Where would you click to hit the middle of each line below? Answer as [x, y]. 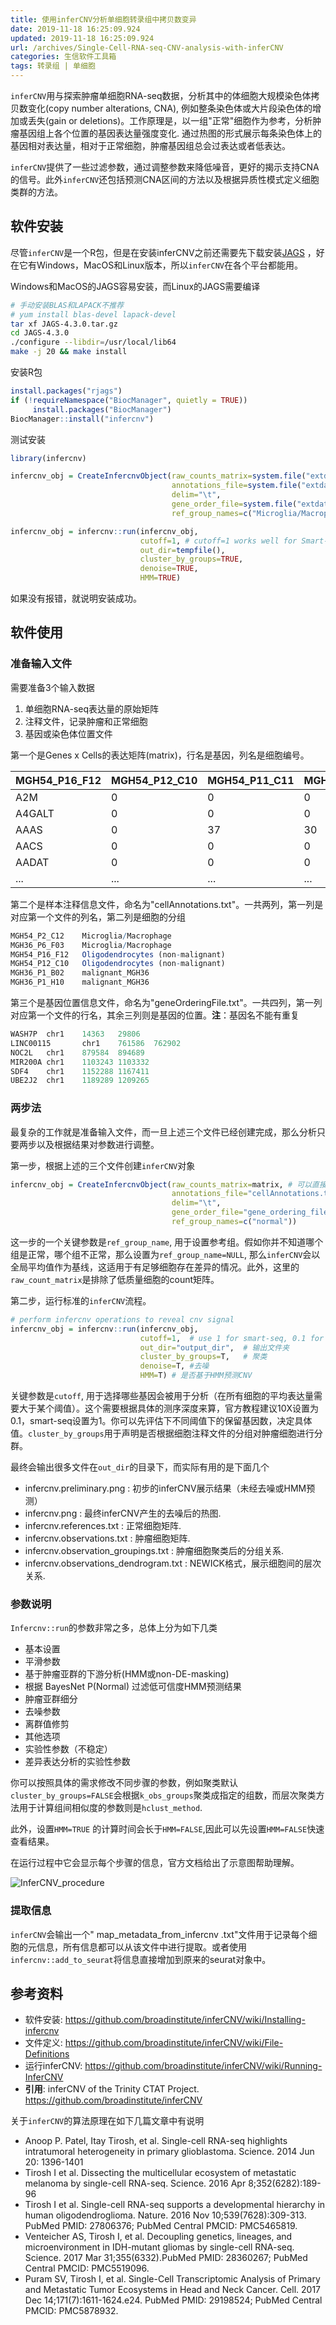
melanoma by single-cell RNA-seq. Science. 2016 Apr [135, 2183]
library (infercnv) [48, 458]
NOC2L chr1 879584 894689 [77, 1052]
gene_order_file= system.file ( [234, 504]
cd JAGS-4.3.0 [40, 333]
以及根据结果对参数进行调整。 [98, 1144]
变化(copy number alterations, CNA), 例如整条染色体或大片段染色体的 [170, 108]
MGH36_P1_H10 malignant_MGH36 [80, 982]
